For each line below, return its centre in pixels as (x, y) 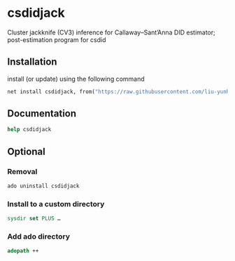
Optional (26, 151)
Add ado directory (39, 236)
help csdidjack (29, 130)
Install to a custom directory (56, 203)
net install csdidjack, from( (51, 92)
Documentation (42, 114)
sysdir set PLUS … (34, 219)
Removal (22, 171)
